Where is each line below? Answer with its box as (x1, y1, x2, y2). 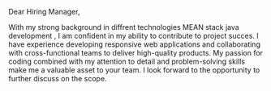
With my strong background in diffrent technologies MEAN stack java (8, 23, 239, 31)
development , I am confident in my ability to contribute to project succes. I (8, 31, 260, 40)
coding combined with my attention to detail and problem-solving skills (8, 56, 246, 66)
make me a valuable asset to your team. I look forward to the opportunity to (8, 65, 260, 75)
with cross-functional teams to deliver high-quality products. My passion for (8, 48, 264, 57)
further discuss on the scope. (8, 74, 107, 83)
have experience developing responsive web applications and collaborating (8, 39, 261, 49)
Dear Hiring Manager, (8, 7, 80, 16)
